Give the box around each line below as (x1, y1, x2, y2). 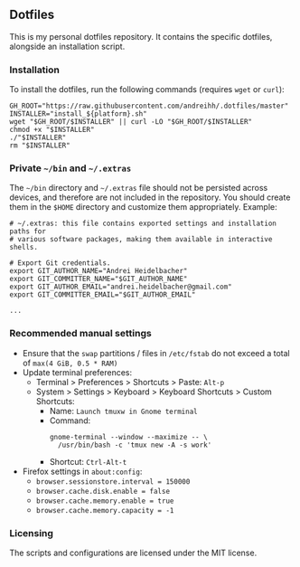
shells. (9, 243, 39, 252)
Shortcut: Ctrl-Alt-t (49, 456, 127, 467)
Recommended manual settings (9, 327, 152, 340)
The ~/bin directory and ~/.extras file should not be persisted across (9, 183, 268, 194)
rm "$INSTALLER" (9, 141, 70, 150)
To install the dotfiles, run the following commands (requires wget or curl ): (9, 84, 285, 95)
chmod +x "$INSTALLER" (9, 126, 95, 135)
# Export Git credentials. (9, 259, 111, 268)
